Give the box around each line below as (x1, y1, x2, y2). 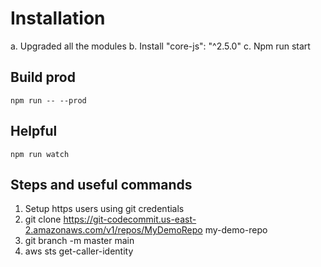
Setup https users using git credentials (24, 203, 185, 215)
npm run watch (10, 149, 70, 159)
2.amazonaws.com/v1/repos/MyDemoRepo (24, 224, 203, 236)
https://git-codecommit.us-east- (63, 213, 197, 226)
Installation (10, 7, 106, 30)
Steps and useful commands (10, 176, 193, 193)
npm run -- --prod (10, 95, 87, 106)
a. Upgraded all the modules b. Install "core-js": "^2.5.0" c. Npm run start (10, 40, 311, 52)
